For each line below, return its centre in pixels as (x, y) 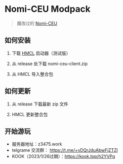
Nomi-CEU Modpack (48, 9)
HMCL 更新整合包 (30, 114)
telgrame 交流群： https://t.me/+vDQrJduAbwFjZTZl (65, 150)
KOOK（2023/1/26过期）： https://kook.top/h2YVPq (63, 157)
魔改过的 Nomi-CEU (37, 23)
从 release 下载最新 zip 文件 (40, 104)
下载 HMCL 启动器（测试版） (41, 53)
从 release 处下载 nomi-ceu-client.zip (50, 64)
